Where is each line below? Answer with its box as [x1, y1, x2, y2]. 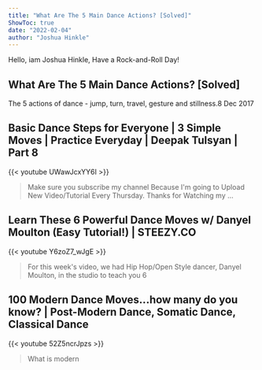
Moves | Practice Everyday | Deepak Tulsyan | [8, 134, 238, 147]
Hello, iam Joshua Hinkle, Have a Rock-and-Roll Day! [8, 55, 179, 65]
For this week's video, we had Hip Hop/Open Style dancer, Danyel [27, 261, 242, 272]
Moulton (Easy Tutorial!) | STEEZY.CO [8, 226, 197, 239]
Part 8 [8, 146, 39, 160]
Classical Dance [8, 318, 89, 331]
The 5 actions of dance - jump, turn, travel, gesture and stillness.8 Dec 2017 [8, 99, 254, 109]
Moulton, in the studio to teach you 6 [27, 270, 147, 279]
